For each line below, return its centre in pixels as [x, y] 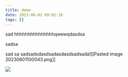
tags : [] [15, 20]
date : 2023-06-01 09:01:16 [34, 15]
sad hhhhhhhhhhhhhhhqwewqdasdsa [45, 34]
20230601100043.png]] [30, 60]
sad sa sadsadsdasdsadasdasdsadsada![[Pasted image [64, 54]
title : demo [18, 10]
